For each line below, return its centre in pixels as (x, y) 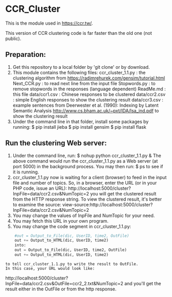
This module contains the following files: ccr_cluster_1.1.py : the (79, 72)
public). (13, 38)
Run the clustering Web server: (56, 143)
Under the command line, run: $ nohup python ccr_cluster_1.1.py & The (87, 155)
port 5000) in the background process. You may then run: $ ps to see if (88, 166)
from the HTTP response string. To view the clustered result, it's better (87, 199)
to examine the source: (37, 204)
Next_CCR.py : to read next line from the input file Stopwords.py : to (84, 83)
